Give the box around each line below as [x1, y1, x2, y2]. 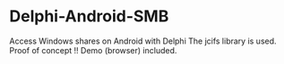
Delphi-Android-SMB [9, 6, 169, 27]
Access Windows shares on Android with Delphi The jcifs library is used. [9, 36, 277, 46]
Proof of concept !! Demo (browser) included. [9, 44, 177, 55]
